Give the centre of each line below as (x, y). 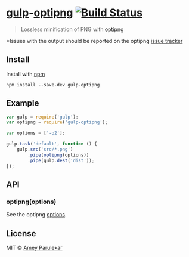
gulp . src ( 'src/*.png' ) (45, 150)
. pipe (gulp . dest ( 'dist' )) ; (61, 160)
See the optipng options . (36, 215)
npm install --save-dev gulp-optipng (53, 85)
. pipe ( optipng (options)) (58, 155)
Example (23, 103)
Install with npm (26, 74)
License (21, 233)
